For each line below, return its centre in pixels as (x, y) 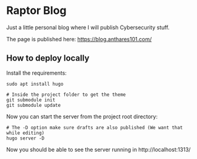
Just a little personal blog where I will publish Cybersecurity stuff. (88, 27)
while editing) (25, 133)
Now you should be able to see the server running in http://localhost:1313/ (98, 149)
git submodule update (34, 105)
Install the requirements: (36, 73)
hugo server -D (25, 138)
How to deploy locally (48, 58)
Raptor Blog (36, 11)
